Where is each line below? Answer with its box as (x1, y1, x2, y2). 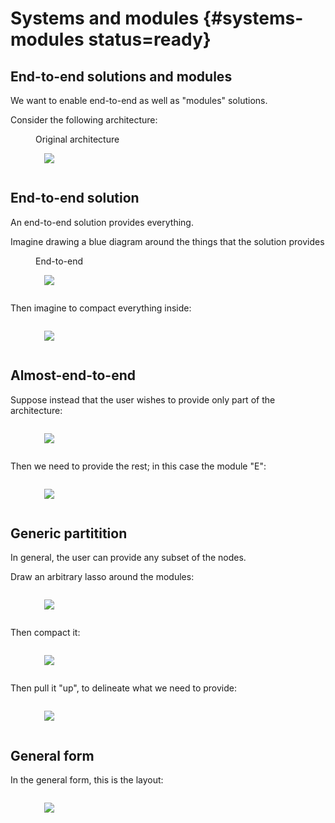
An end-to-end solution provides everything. (10, 216, 194, 228)
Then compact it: (10, 627, 81, 639)
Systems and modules (10, 7, 200, 30)
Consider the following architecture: (10, 114, 158, 126)
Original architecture (35, 133, 120, 145)
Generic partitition (10, 525, 128, 542)
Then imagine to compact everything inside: (10, 302, 192, 314)
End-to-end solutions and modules (10, 68, 233, 85)
